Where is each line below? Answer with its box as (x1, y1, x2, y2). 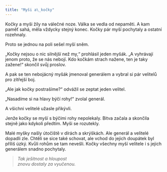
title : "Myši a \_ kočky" (5, 7, 55, 12)
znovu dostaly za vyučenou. (17, 161, 76, 167)
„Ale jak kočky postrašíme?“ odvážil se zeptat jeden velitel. (5, 86, 126, 92)
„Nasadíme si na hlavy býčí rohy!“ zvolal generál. (5, 96, 106, 102)
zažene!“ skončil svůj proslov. (5, 61, 66, 67)
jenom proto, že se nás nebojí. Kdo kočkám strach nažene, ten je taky (5, 56, 148, 62)
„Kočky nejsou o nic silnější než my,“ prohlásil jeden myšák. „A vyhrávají (5, 51, 154, 57)
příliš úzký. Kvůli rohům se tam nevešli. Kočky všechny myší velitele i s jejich (5, 141, 162, 147)
